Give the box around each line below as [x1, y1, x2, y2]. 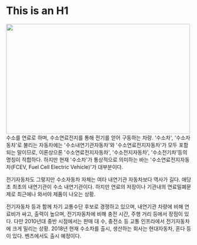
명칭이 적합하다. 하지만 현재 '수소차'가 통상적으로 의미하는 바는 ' [6, 156, 152, 163]
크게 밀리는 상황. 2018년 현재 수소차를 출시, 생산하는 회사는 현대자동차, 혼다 [12, 224, 185, 232]
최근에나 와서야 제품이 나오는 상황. [16, 190, 96, 198]
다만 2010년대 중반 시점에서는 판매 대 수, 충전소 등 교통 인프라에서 [14, 217, 165, 224]
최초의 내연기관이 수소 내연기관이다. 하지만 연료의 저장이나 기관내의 [12, 183, 166, 190]
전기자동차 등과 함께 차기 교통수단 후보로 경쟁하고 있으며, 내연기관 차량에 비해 [6, 203, 183, 210]
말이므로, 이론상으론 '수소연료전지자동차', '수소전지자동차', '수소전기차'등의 [16, 148, 188, 156]
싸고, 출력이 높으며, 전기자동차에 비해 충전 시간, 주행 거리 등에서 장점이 [21, 210, 183, 217]
